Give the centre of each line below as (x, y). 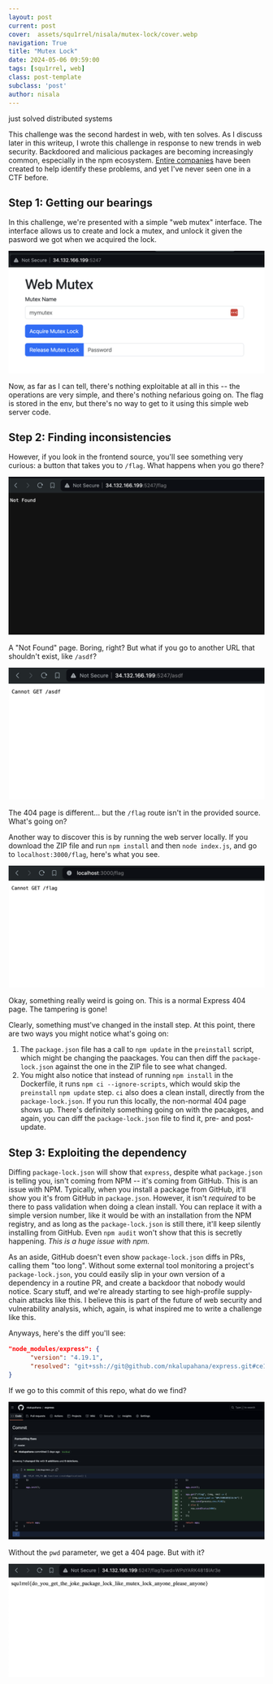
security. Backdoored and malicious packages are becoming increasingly (131, 151)
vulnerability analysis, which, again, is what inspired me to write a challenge (135, 1309)
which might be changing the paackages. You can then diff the (125, 1058)
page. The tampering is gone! (58, 1009)
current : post (32, 26)
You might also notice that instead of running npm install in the (127, 1076)
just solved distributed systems (61, 119)
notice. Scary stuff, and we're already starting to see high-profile (117, 1292)
